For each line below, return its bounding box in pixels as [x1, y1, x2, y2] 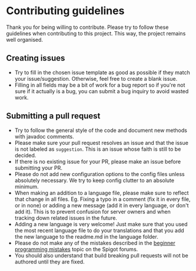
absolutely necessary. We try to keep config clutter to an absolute [14, 177, 175, 184]
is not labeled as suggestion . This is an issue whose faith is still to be [14, 146, 181, 153]
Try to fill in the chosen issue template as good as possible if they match [14, 69, 190, 76]
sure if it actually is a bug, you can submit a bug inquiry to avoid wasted [14, 87, 189, 95]
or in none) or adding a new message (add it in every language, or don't [14, 201, 189, 209]
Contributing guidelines [6, 4, 125, 18]
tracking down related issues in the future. [14, 214, 118, 222]
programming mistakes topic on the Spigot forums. [14, 246, 138, 253]
